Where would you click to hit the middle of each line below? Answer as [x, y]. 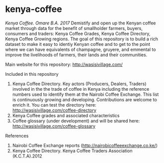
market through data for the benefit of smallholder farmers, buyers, [74, 28]
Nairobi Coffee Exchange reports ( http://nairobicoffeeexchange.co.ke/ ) [85, 145]
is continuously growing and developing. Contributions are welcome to [85, 99]
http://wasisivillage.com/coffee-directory [54, 110]
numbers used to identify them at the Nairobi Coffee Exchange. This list [85, 94]
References [17, 136]
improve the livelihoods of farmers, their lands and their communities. [76, 55]
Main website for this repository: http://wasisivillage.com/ [64, 64]
